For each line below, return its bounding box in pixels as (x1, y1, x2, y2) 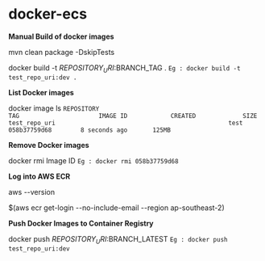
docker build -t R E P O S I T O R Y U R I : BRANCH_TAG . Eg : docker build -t (8, 62, 241, 74)
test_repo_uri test (8, 119, 243, 127)
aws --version (8, 187, 55, 196)
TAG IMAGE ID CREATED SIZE (8, 112, 258, 120)
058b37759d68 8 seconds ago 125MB (8, 126, 172, 134)
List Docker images (8, 87, 74, 97)
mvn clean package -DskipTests (8, 47, 115, 57)
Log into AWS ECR (8, 171, 71, 181)
